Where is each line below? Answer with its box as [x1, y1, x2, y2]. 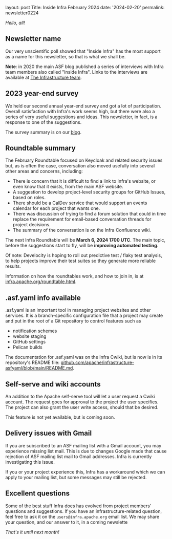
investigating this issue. [5, 459, 55, 465]
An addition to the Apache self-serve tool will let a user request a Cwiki [5, 394, 155, 400]
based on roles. [12, 195, 46, 201]
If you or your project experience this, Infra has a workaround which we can [5, 468, 165, 475]
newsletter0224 [5, 10, 39, 16]
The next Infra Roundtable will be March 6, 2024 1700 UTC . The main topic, [5, 237, 165, 243]
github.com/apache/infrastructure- [60, 359, 135, 365]
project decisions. [12, 222, 51, 228]
